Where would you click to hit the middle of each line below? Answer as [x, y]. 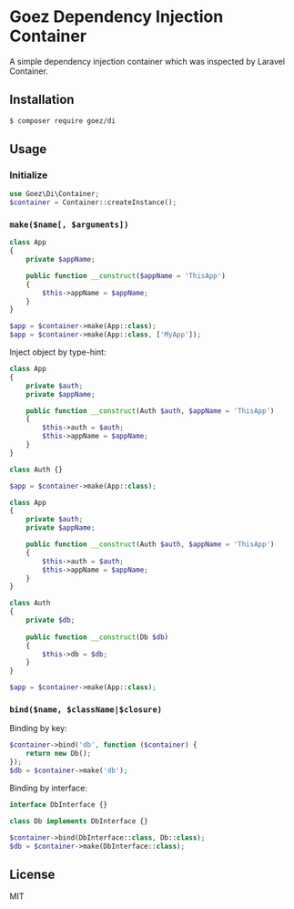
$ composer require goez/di [63, 120]
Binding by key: [38, 728]
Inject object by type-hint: [58, 352]
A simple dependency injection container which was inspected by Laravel [147, 61]
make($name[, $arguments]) [69, 224]
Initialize [29, 175]
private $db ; [51, 620]
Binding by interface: [49, 788]
